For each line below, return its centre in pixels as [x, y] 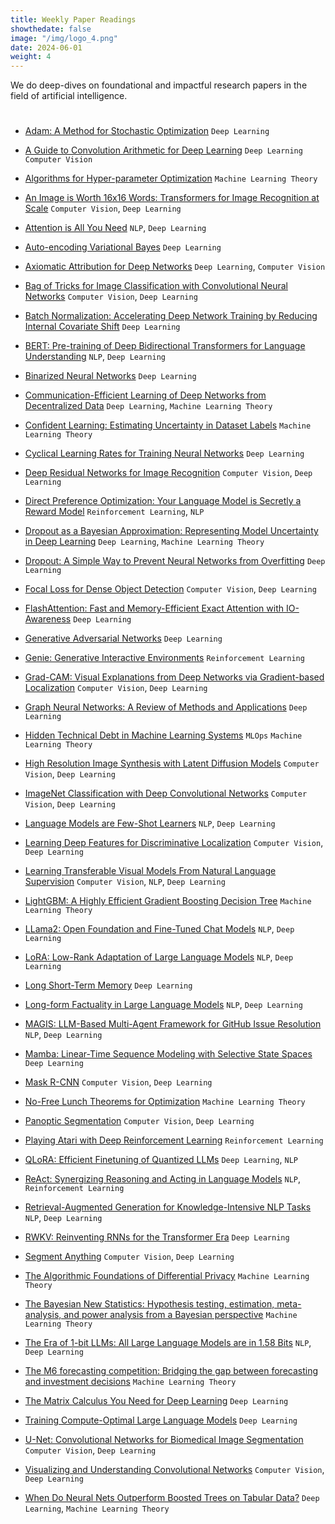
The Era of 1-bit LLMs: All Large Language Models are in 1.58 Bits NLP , [168, 1343]
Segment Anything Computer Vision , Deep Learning [129, 1257]
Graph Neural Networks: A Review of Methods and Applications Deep [166, 707]
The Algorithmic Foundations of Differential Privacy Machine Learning [167, 1276]
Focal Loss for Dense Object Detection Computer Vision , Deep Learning [170, 589]
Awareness [48, 619]
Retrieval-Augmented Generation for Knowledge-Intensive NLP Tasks [168, 1207]
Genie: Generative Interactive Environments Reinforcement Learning [164, 658]
